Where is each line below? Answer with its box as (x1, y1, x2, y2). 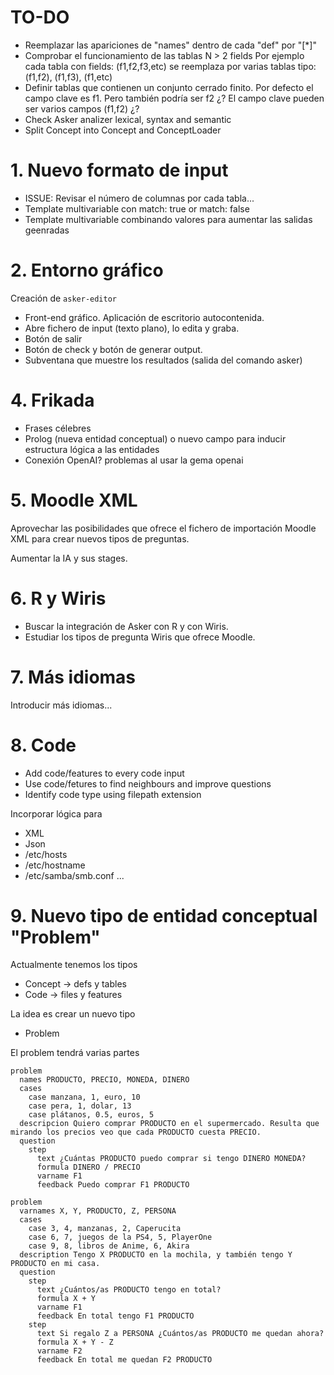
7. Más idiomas (10, 666, 137, 688)
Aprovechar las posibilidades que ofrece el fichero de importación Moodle (10, 522, 317, 534)
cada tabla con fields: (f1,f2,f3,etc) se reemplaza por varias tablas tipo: (24, 60, 317, 72)
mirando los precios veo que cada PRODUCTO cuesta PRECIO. (10, 1127, 262, 1138)
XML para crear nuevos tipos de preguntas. (10, 532, 190, 545)
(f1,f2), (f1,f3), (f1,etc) (24, 71, 113, 83)
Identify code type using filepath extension (24, 788, 202, 800)
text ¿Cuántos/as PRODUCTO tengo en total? (36, 1285, 222, 1295)
